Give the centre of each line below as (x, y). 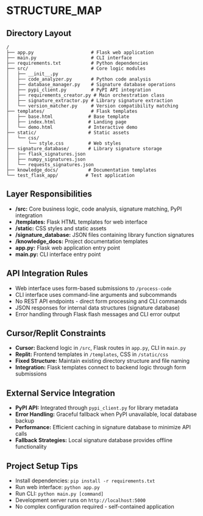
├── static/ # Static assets (68, 133)
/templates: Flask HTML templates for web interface (81, 222)
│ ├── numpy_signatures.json (46, 159)
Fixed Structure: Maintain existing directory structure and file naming (102, 361)
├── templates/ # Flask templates (72, 111)
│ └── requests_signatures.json (50, 165)
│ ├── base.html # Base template (68, 117)
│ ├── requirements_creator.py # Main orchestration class (86, 95)
